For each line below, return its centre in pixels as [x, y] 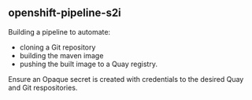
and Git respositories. [43, 87]
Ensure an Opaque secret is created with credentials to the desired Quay [126, 79]
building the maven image [61, 55]
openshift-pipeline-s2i [65, 13]
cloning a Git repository [57, 47]
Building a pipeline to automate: [59, 31]
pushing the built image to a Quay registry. [88, 64]
